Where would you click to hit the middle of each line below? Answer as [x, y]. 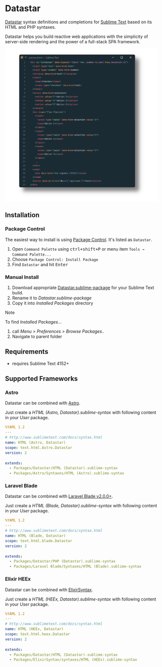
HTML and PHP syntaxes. [30, 27]
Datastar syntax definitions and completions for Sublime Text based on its [79, 22]
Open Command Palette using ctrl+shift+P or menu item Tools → [78, 249]
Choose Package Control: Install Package [55, 259]
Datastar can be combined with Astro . [43, 403]
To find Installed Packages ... [33, 322]
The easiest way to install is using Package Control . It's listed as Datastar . [79, 239]
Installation [22, 215]
